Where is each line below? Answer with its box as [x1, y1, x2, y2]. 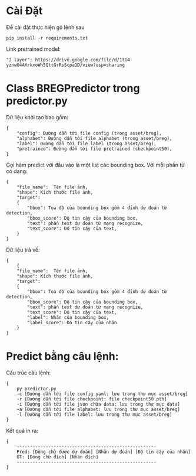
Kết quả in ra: [6, 427, 38, 434]
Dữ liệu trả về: [6, 246, 40, 253]
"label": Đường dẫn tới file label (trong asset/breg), [16, 141, 157, 146]
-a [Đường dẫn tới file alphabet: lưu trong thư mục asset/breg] [16, 406, 181, 412]
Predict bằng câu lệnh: [6, 350, 119, 363]
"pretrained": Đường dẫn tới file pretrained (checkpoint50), [16, 146, 172, 152]
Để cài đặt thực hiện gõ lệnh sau [6, 24, 85, 31]
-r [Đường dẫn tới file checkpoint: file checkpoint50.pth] [16, 396, 167, 402]
